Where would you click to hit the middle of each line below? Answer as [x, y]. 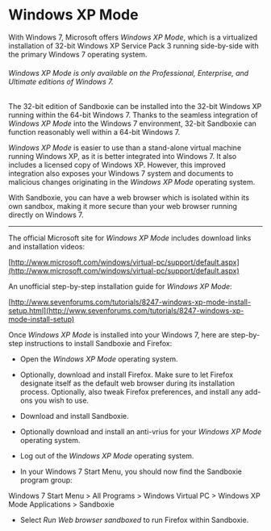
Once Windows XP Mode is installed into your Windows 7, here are [119, 335]
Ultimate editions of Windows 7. [61, 82]
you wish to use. [62, 400]
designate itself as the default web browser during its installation [127, 383]
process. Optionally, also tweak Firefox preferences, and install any [131, 392]
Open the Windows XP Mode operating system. [99, 359]
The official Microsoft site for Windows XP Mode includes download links [130, 238]
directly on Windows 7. [46, 215]
